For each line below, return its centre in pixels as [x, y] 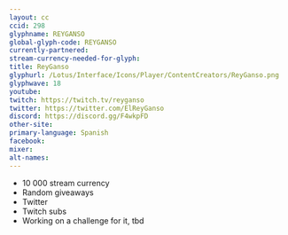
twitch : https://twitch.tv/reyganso [77, 100]
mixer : [21, 149]
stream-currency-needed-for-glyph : [75, 59]
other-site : [31, 125]
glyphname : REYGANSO [47, 34]
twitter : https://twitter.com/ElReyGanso [87, 108]
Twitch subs [44, 211]
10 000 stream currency [66, 183]
